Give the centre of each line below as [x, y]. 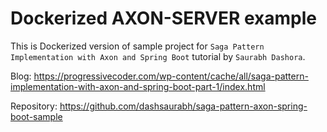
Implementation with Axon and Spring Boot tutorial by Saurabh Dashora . [158, 56]
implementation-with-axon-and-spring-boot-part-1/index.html [138, 86]
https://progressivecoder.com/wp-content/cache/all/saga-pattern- [171, 76]
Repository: [34, 106]
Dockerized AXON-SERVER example [163, 18]
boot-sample [36, 116]
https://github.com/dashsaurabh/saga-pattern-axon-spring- [183, 106]
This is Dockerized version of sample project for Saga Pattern [137, 46]
